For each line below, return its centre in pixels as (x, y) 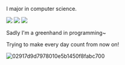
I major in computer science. (41, 9)
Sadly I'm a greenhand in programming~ (56, 33)
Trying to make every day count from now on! (62, 44)
